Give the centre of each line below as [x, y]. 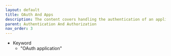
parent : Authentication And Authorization [51, 24]
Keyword [22, 43]
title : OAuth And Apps [29, 15]
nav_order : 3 [19, 29]
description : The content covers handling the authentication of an [79, 19]
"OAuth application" [41, 48]
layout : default [22, 10]
